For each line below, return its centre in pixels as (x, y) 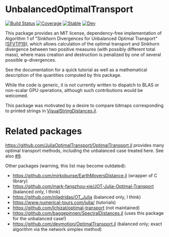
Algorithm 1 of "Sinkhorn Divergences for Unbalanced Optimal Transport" (81, 38)
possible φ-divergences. (31, 60)
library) (20, 181)
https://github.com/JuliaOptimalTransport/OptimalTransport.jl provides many (85, 145)
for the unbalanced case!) (39, 218)
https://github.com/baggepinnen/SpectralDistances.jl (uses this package (88, 213)
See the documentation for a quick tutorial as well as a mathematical (76, 70)
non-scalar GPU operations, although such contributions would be (74, 90)
